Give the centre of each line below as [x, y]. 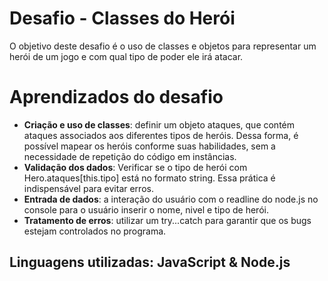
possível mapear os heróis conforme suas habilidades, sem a [149, 146]
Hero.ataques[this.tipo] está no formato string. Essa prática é [149, 178]
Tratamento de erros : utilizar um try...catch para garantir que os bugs [167, 220]
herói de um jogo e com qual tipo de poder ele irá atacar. [126, 56]
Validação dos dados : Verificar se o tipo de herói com [135, 167]
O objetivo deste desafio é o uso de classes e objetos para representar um [163, 46]
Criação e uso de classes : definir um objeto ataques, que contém [159, 124]
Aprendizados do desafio [116, 97]
